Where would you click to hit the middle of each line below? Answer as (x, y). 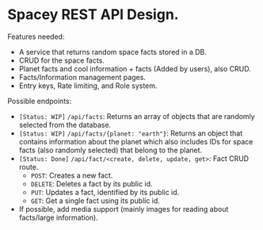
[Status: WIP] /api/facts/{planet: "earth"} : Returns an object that (131, 133)
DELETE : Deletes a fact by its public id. (91, 183)
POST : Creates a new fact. (72, 175)
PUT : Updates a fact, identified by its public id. (105, 192)
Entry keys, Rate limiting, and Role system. (88, 86)
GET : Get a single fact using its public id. (95, 201)
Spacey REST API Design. (93, 15)
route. (29, 167)
